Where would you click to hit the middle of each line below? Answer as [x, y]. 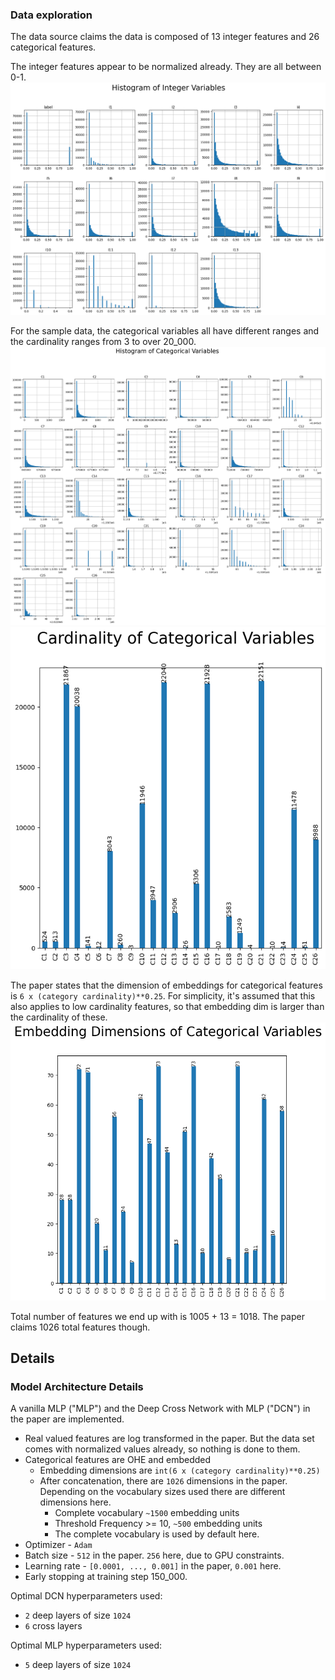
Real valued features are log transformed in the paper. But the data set [169, 1439]
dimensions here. [75, 1502]
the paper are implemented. [67, 1419]
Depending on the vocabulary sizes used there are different [162, 1492]
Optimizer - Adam [58, 1545]
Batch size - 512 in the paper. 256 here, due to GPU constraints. [154, 1555]
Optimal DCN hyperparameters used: [86, 1596]
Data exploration [51, 15]
